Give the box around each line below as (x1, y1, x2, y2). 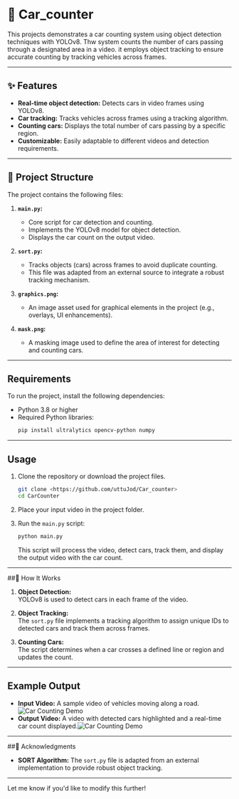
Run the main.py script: (17, 519, 85, 527)
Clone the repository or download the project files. (17, 472, 166, 481)
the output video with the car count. (17, 553, 123, 562)
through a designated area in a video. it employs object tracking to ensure (7, 45, 224, 53)
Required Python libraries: (17, 413, 95, 422)
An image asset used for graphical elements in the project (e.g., (28, 303, 215, 311)
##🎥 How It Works (7, 574, 61, 582)
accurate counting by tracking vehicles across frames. (7, 53, 167, 61)
